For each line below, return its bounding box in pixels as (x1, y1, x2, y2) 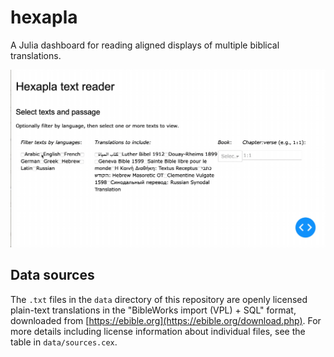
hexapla (10, 6, 78, 29)
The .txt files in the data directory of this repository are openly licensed (10, 293, 308, 305)
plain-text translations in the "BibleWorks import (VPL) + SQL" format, (10, 304, 297, 316)
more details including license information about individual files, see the (10, 325, 306, 337)
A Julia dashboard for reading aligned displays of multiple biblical (10, 39, 280, 51)
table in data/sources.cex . (10, 336, 118, 348)
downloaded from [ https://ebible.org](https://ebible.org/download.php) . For (10, 314, 322, 326)
